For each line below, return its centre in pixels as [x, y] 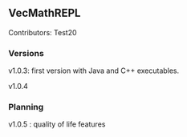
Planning [26, 107]
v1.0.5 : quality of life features [57, 124]
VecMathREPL [45, 13]
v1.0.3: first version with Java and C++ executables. [94, 71]
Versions [26, 53]
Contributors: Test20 [43, 32]
